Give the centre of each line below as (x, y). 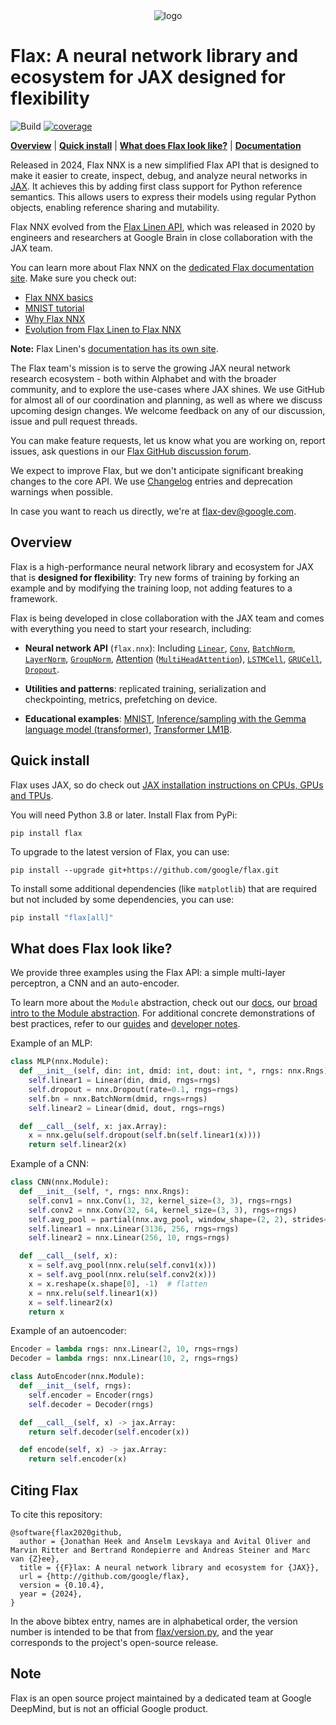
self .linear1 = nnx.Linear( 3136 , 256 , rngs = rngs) (134, 1229)
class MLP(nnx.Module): (60, 1062)
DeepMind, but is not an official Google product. (109, 1708)
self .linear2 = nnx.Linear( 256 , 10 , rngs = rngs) (129, 1238)
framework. (34, 598)
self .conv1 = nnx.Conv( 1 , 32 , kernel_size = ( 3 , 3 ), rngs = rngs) (160, 1200)
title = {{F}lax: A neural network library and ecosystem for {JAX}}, (169, 1567)
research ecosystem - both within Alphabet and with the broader (143, 378)
